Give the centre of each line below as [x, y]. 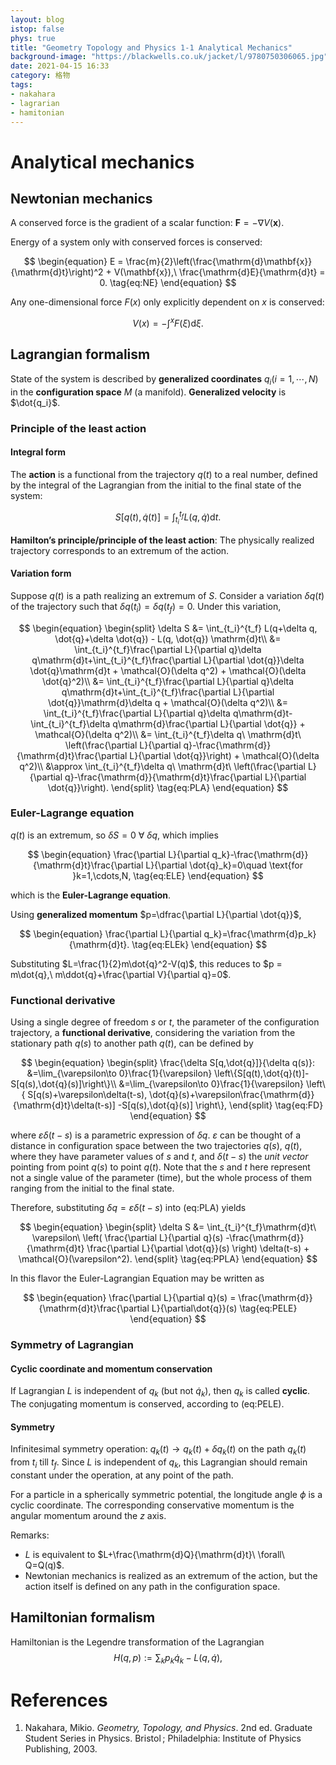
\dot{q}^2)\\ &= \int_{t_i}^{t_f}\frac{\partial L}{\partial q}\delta [168, 681]
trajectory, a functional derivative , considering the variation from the [153, 1033]
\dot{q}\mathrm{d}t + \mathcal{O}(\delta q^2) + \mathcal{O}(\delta [168, 670]
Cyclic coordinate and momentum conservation [111, 1368]
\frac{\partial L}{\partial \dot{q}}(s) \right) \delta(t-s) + [198, 1248]
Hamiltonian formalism [83, 1617]
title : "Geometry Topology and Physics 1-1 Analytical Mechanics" [151, 47]
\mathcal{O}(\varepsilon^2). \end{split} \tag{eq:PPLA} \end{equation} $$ [168, 1259]
